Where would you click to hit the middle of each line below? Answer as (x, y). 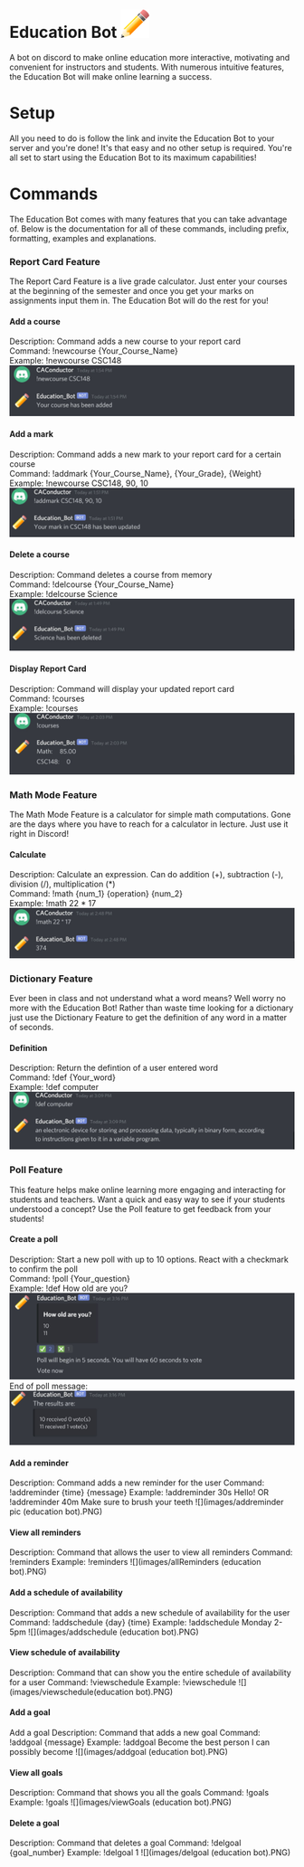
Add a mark (32, 433)
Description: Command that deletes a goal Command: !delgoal (125, 1843)
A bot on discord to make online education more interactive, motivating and (150, 57)
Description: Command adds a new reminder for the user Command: (137, 1483)
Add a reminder (39, 1463)
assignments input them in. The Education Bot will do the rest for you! (139, 301)
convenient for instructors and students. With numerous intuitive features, (147, 67)
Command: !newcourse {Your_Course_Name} (94, 351)
